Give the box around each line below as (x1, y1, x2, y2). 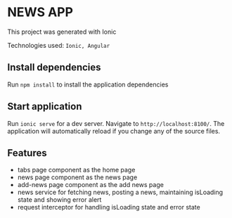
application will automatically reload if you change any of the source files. (7, 127, 220, 135)
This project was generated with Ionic (7, 27, 117, 36)
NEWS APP (7, 4, 74, 20)
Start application (7, 101, 82, 113)
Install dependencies (7, 61, 101, 74)
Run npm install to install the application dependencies (7, 80, 169, 89)
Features (7, 147, 47, 159)
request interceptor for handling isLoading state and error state (17, 203, 200, 212)
